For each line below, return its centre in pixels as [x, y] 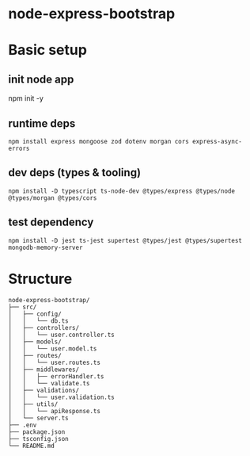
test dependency [51, 222]
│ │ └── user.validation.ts [61, 397]
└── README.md [32, 446]
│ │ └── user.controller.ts [61, 335]
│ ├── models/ [35, 342]
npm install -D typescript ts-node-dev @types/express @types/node [122, 191]
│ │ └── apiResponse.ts [55, 411]
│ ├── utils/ [33, 404]
